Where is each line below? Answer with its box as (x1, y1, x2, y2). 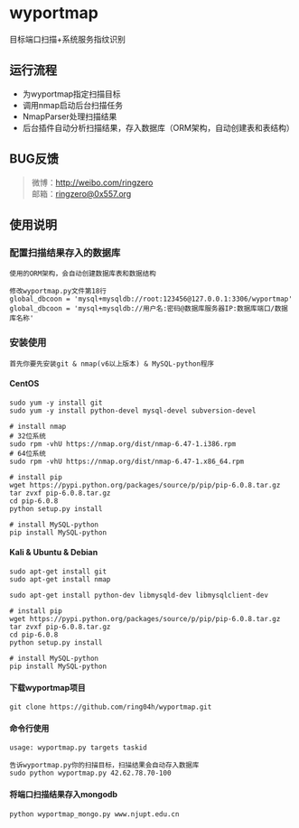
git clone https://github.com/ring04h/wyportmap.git (9, 702, 212, 712)
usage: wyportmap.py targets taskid (9, 743, 147, 752)
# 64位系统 (9, 449, 47, 458)
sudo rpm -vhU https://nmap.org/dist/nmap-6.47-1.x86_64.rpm (9, 457, 245, 466)
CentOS (9, 378, 40, 389)
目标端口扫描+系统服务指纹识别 (9, 33, 126, 44)
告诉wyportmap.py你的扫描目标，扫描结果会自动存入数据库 (9, 761, 200, 770)
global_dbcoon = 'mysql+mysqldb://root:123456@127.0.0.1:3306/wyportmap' (9, 294, 294, 304)
